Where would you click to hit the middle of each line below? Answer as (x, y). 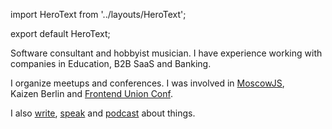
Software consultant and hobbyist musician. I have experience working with (166, 53)
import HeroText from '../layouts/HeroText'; (98, 14)
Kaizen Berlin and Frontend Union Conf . (91, 93)
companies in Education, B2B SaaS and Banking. (111, 63)
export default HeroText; (60, 33)
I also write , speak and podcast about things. (103, 113)
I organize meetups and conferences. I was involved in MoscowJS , (147, 83)
